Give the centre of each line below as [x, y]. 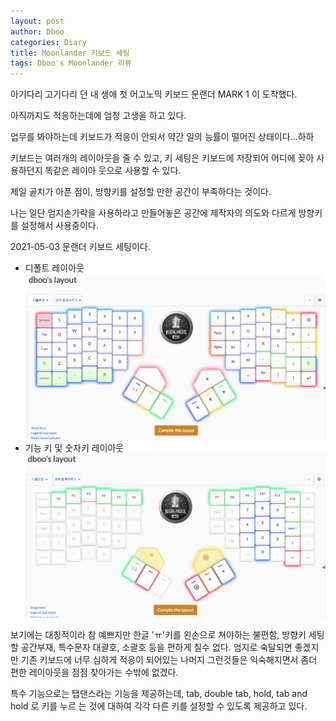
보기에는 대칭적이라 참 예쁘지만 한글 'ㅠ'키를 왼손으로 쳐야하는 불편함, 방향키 [158, 634]
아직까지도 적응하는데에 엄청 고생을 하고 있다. [98, 116]
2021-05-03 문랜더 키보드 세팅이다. [80, 247]
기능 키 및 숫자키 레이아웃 [74, 448]
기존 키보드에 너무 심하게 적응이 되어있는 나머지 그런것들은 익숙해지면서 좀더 [169, 659]
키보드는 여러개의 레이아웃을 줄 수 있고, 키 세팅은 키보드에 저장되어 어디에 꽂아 [162, 158]
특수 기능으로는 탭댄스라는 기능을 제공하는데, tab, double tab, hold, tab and [159, 693]
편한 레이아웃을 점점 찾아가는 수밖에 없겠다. [94, 672]
